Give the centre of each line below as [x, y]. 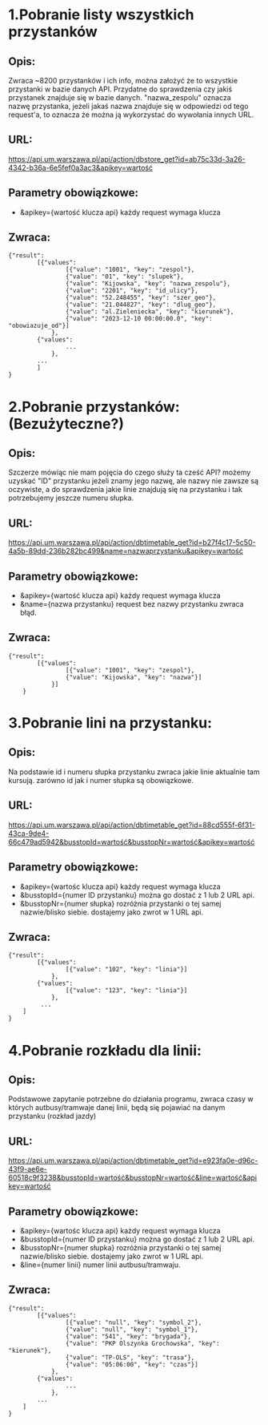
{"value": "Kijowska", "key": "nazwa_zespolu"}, [148, 284]
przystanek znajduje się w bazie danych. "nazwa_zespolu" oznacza [120, 97]
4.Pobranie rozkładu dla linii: [105, 1050]
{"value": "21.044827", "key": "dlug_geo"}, [141, 305]
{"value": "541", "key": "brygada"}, [128, 1336]
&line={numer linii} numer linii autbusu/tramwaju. [100, 1265]
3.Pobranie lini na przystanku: [110, 723]
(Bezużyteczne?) [66, 424]
